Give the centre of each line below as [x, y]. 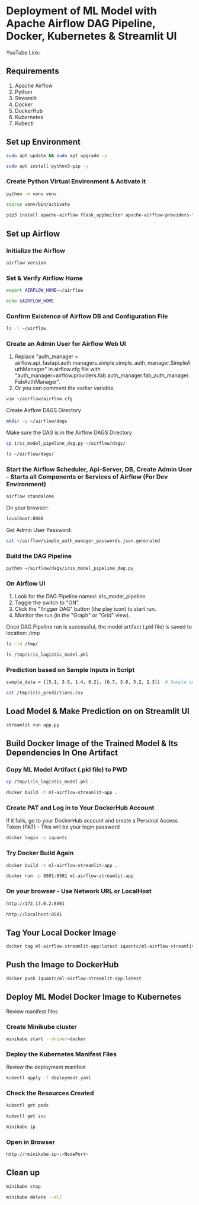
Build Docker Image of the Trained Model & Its [92, 743]
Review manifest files [32, 1011]
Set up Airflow [33, 233]
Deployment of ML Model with [81, 11]
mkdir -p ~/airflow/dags [37, 421]
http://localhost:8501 [34, 914]
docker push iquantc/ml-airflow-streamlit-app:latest [74, 978]
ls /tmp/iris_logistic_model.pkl [47, 655]
